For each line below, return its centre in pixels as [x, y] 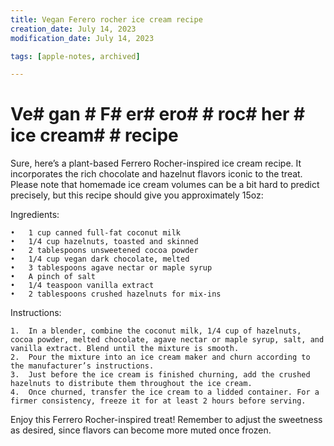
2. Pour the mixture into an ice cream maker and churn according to [160, 357]
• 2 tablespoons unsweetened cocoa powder [104, 251]
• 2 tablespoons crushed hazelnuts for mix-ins [116, 294]
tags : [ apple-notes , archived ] [75, 56]
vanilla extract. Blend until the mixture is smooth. [125, 349]
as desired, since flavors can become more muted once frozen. [141, 430]
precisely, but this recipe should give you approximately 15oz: [137, 195]
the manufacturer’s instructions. [82, 366]
